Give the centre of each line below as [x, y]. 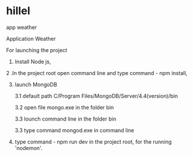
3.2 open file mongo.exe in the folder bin [64, 107]
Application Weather [31, 38]
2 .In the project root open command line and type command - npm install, [97, 73]
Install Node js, [33, 61]
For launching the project [37, 50]
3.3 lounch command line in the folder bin [65, 119]
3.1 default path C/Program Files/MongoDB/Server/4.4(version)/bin [96, 96]
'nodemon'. [28, 148]
